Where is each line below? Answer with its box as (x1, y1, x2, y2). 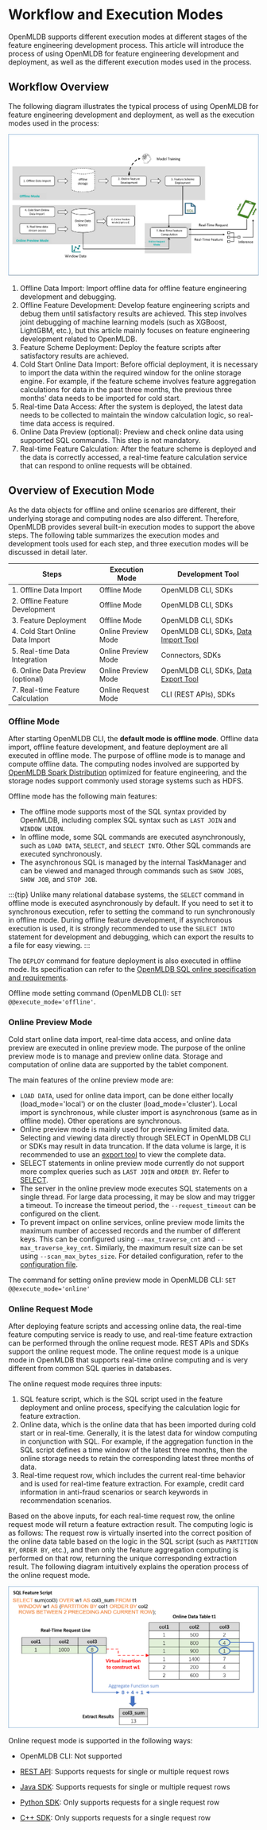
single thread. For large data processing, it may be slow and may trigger (19, 1192, 256, 1202)
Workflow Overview (8, 80, 110, 94)
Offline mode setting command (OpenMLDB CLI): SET (8, 988, 182, 997)
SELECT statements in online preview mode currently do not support (19, 1159, 245, 1168)
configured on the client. (19, 1209, 101, 1218)
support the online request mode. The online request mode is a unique (8, 1346, 239, 1357)
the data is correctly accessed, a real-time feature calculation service (19, 453, 248, 462)
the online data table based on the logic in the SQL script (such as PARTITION (8, 1537, 258, 1546)
